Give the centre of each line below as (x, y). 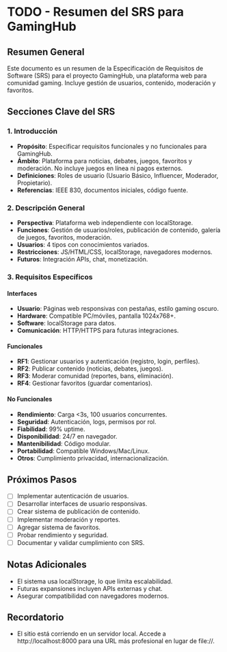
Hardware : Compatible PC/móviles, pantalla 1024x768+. (96, 316)
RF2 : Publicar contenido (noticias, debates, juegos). (90, 369)
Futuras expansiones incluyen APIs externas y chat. (90, 588)
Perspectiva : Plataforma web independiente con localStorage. (105, 222)
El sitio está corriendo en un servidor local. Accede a (91, 634)
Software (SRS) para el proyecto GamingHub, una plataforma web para (107, 75)
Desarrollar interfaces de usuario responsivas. (82, 504)
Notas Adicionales (47, 564)
